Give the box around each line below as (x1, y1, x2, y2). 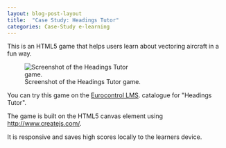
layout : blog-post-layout (7, 10, 82, 17)
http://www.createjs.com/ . (7, 120, 82, 128)
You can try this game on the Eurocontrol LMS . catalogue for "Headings (7, 91, 212, 99)
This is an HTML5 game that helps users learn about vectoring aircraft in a (7, 42, 220, 51)
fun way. (7, 49, 33, 58)
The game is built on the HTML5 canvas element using (7, 112, 164, 120)
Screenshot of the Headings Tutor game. (24, 78, 141, 86)
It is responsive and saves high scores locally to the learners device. (7, 133, 202, 141)
